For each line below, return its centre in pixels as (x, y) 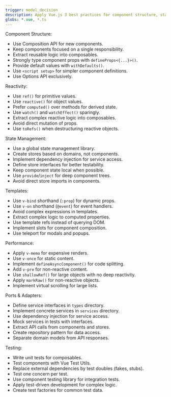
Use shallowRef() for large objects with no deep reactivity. (74, 275)
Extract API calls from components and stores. (61, 327)
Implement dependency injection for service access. (68, 159)
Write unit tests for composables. (47, 358)
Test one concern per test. (40, 374)
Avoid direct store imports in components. (56, 181)
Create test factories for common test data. (58, 390)
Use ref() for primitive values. (45, 96)
